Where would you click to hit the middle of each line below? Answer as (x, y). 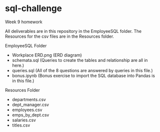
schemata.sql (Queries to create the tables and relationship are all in (80, 60)
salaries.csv (24, 120)
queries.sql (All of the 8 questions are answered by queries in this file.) (82, 70)
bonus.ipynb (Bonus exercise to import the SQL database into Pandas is (83, 75)
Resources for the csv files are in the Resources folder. (60, 36)
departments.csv (29, 99)
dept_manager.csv (30, 104)
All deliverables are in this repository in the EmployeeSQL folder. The (73, 31)
